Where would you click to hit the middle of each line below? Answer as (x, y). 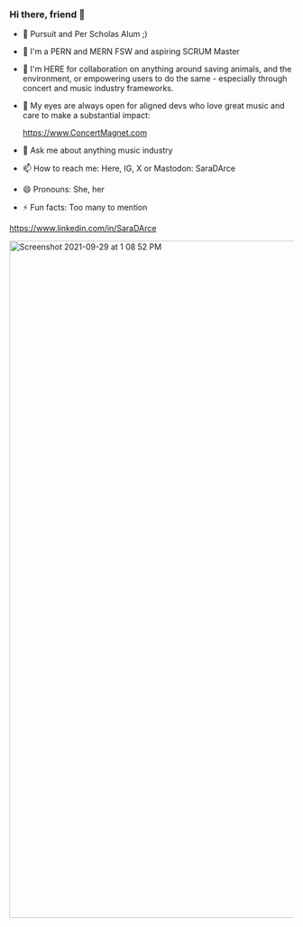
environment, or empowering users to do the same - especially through (155, 79)
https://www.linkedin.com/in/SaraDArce (83, 229)
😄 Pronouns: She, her (64, 190)
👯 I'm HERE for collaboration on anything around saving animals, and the (157, 69)
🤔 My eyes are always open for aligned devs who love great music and (154, 106)
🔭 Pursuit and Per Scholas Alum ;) (85, 34)
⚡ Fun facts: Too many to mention (85, 208)
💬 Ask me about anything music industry (97, 150)
